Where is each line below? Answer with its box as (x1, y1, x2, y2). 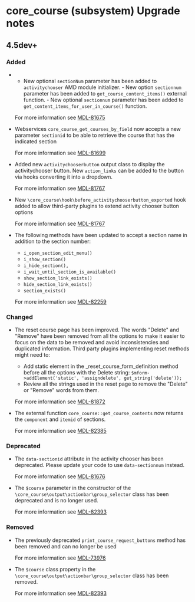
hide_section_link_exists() (23, 281, 92, 287)
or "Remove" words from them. (23, 387, 99, 394)
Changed (6, 312, 34, 321)
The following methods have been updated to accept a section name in (14, 231, 187, 238)
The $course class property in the (14, 565, 96, 573)
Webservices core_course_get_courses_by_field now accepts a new (14, 125, 181, 132)
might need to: (14, 351, 50, 358)
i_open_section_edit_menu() (23, 250, 92, 256)
